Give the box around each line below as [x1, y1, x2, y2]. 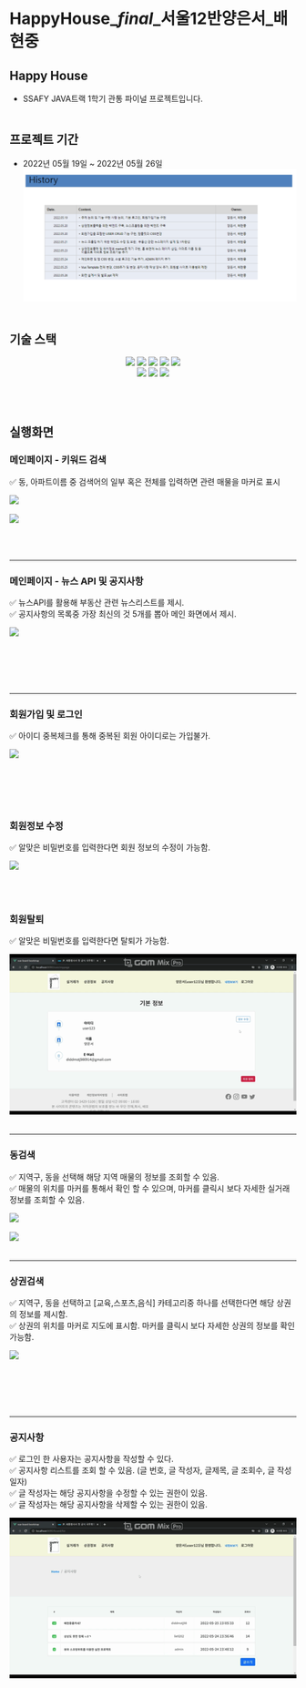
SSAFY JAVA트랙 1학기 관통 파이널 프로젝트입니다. [22, 93, 203, 104]
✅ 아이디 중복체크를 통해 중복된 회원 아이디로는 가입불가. [9, 731, 211, 742]
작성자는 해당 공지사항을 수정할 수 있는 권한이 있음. [27, 1488, 208, 1499]
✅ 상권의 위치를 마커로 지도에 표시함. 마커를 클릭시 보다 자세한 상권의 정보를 [9, 1320, 279, 1331]
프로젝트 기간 [9, 132, 79, 148]
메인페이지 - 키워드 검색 [9, 454, 107, 466]
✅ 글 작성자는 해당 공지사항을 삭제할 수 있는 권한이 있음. [9, 1499, 208, 1510]
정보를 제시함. [18, 1309, 68, 1320]
